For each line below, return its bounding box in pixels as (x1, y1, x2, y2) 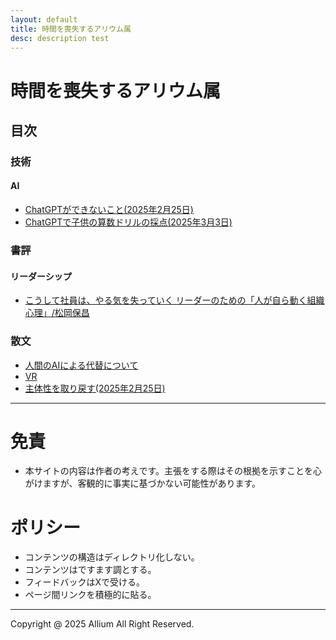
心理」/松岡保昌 (24, 307, 90, 319)
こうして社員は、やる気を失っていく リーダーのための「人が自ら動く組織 (24, 294, 325, 306)
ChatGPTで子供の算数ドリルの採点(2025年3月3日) (24, 216, 233, 228)
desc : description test (10, 33, 110, 43)
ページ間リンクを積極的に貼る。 (24, 589, 157, 601)
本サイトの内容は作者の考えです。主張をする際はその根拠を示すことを (24, 465, 313, 477)
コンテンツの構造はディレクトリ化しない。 (24, 551, 200, 563)
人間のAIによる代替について (24, 359, 139, 371)
